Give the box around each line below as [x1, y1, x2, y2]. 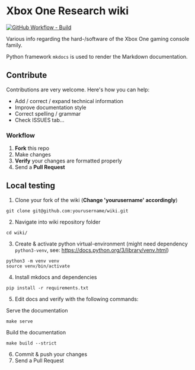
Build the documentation [6, 328, 66, 336]
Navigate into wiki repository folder [14, 218, 101, 225]
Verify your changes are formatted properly [14, 157, 123, 164]
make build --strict [6, 340, 57, 346]
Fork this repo [14, 145, 49, 152]
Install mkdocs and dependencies [14, 273, 97, 280]
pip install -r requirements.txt [6, 285, 89, 291]
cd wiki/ [6, 229, 28, 235]
